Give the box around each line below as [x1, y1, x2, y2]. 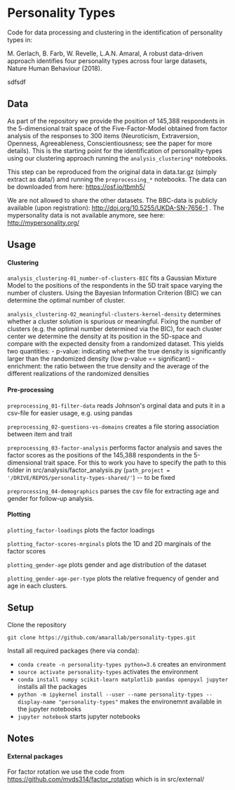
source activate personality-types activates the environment [17, 667, 199, 676]
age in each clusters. [7, 581, 68, 590]
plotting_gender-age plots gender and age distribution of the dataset [7, 560, 207, 569]
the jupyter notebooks [17, 704, 82, 713]
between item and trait [7, 429, 72, 438]
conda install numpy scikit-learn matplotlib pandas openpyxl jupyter [17, 676, 229, 683]
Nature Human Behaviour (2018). [7, 64, 102, 72]
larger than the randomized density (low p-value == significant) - [7, 354, 195, 363]
